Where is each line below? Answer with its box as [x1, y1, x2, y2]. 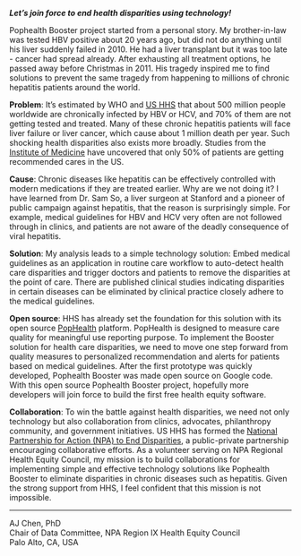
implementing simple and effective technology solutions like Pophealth [9, 464, 271, 474]
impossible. [9, 492, 52, 502]
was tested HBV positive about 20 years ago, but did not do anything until [9, 35, 282, 45]
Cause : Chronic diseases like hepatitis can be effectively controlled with [9, 174, 276, 184]
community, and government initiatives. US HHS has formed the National [9, 425, 278, 436]
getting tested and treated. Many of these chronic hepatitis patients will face [9, 118, 291, 129]
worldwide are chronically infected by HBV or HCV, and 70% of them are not [9, 109, 291, 119]
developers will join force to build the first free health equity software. [9, 389, 267, 399]
